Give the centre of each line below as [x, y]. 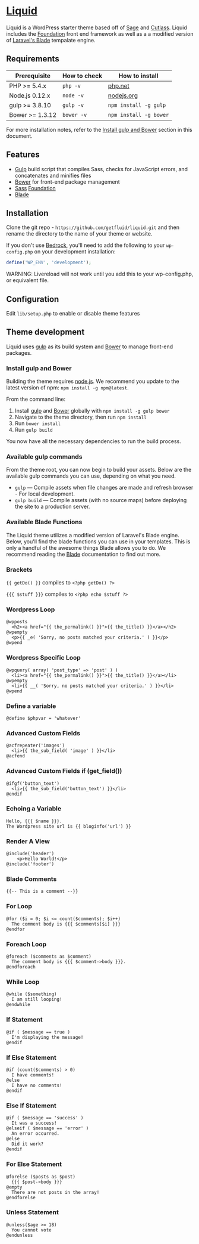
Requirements [33, 59]
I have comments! [33, 1075]
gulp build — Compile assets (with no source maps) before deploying [101, 500]
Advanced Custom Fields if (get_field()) [64, 771]
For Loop [19, 906]
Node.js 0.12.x [30, 95]
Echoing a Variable [34, 809]
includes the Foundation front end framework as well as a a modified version [100, 33]
